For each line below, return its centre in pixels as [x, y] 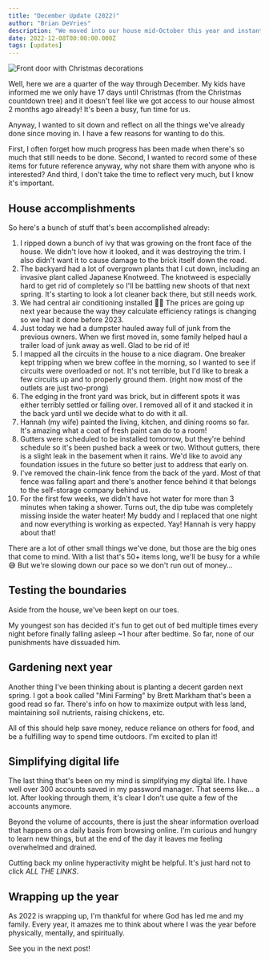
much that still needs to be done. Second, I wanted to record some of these [133, 158]
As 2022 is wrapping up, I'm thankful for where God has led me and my [126, 916]
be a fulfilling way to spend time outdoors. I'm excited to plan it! [113, 736]
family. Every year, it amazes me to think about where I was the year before [132, 925]
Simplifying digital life [64, 761]
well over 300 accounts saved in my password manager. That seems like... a [134, 789]
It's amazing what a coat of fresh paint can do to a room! [113, 430]
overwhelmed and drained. [53, 847]
